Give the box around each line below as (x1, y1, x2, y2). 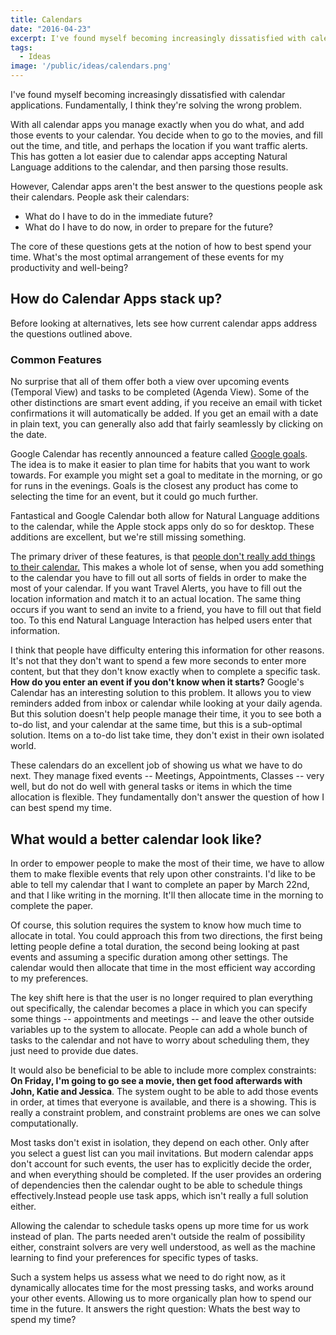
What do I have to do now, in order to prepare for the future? (24, 221, 274, 233)
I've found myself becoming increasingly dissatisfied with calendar (10, 89, 286, 100)
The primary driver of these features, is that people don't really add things (10, 551, 316, 563)
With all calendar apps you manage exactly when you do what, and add (10, 119, 305, 130)
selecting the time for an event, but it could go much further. (10, 491, 258, 503)
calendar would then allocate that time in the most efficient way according (10, 961, 316, 973)
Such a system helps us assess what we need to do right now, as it (10, 1271, 286, 1283)
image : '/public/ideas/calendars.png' (10, 61, 172, 71)
